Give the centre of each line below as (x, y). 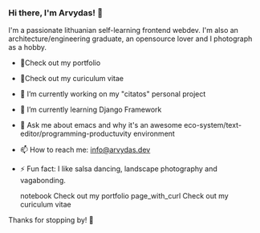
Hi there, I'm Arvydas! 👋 (55, 13)
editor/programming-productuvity (76, 134)
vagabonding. (43, 181)
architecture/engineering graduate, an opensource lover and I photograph (130, 39)
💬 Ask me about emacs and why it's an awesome (101, 125)
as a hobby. (27, 47)
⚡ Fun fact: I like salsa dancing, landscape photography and (119, 169)
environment (154, 134)
